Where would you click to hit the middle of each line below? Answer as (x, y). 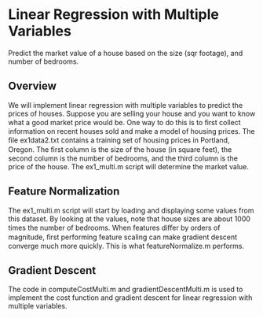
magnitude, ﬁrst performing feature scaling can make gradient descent (123, 237)
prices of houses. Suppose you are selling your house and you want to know (132, 113)
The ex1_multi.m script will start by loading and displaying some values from (131, 210)
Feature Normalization (64, 192)
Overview (33, 86)
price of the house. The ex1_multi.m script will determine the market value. (129, 166)
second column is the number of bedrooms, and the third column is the (123, 158)
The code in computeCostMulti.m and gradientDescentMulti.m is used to (126, 290)
